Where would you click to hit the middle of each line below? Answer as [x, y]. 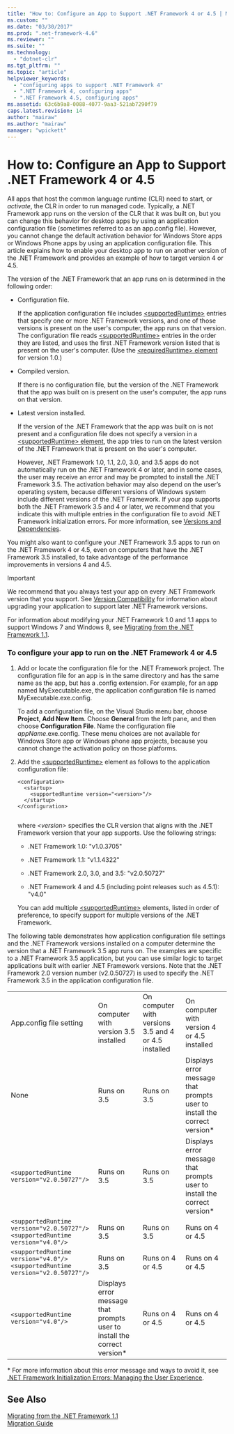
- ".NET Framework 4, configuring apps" [73, 91]
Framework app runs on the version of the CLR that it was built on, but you [114, 214]
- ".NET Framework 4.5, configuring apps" [76, 98]
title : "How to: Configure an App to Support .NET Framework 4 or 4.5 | [115, 14]
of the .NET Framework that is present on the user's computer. [107, 449]
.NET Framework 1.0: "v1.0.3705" [75, 846]
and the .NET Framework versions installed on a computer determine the [111, 943]
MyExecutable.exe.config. [55, 697]
